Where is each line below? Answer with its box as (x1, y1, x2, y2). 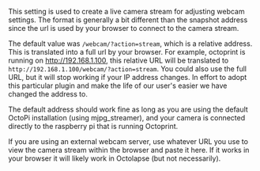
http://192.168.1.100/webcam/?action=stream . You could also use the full (8, 64, 247, 74)
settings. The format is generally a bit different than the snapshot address (8, 15, 248, 25)
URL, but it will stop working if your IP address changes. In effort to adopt (8, 73, 247, 82)
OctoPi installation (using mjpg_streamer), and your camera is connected (8, 113, 246, 122)
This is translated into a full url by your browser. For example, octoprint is (8, 47, 246, 56)
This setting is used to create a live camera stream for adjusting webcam (8, 7, 245, 16)
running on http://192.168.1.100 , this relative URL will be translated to (8, 55, 229, 65)
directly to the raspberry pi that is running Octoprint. (8, 122, 179, 131)
